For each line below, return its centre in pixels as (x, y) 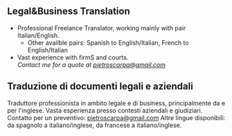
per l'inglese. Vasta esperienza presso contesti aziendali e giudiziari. (105, 110)
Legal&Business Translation (69, 11)
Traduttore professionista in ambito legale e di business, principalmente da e (116, 103)
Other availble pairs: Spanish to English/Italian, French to (108, 42)
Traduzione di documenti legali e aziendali (100, 87)
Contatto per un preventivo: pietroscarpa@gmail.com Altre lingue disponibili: (116, 117)
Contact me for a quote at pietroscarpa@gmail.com (91, 64)
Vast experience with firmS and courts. (73, 57)
